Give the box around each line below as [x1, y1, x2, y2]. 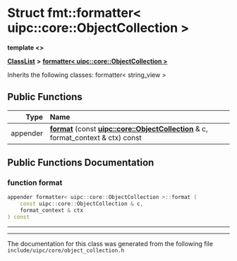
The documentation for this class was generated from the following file [7, 239, 214, 248]
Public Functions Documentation [7, 157, 154, 169]
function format [7, 178, 63, 188]
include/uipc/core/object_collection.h [7, 247, 125, 254]
